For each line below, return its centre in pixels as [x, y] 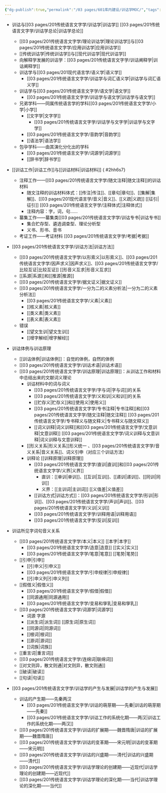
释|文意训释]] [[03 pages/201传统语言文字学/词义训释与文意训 [97, 433]
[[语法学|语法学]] [44, 140]
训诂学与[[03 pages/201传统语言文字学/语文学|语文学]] [75, 91]
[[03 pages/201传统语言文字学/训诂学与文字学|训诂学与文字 [95, 122]
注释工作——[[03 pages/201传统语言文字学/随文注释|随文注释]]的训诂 [90, 180]
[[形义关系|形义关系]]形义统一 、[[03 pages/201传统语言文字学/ [91, 446]
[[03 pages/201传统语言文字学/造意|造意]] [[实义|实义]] [82, 547]
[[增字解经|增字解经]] [48, 337]
